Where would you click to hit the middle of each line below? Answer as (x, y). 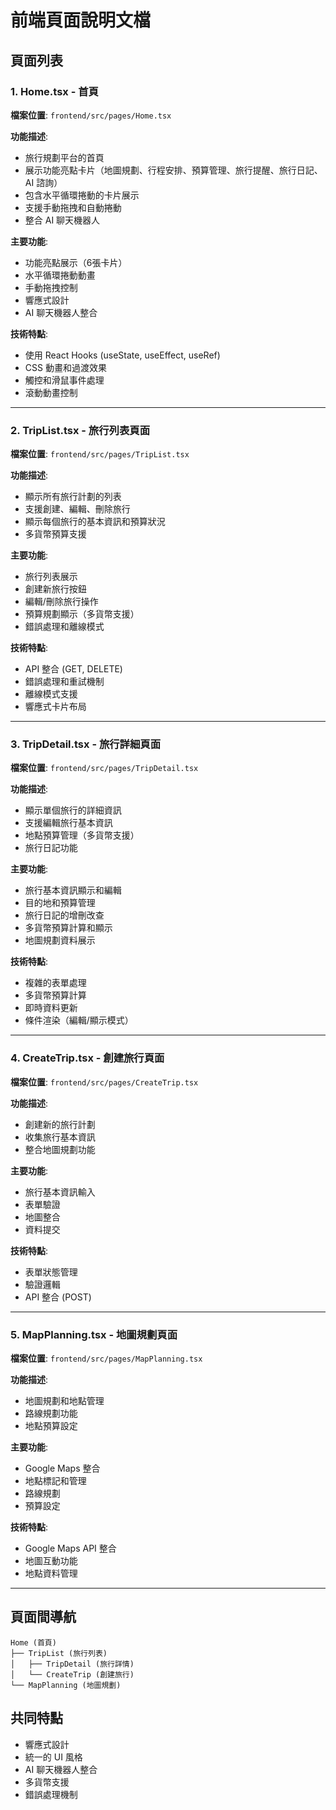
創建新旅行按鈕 (55, 589)
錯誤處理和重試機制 (64, 682)
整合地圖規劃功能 (60, 1149)
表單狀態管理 (51, 1272)
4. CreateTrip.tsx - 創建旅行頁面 (87, 1058)
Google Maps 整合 (62, 1468)
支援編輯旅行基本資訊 (68, 823)
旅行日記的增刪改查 (64, 915)
